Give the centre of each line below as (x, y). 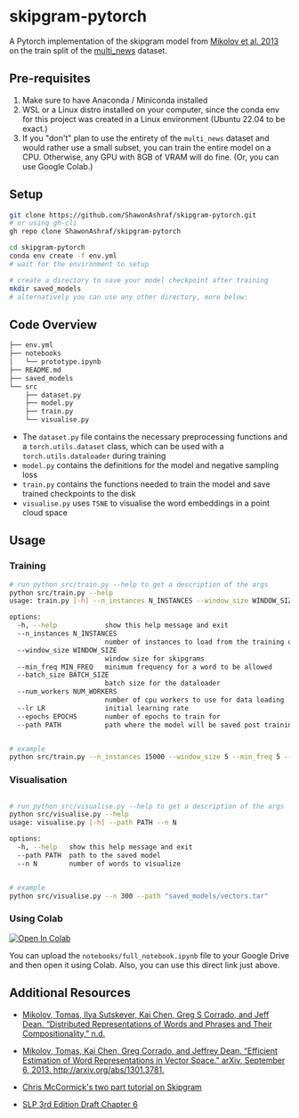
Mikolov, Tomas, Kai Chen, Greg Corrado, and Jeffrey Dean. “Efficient (150, 1050)
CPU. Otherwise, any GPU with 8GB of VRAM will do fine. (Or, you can (150, 157)
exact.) (35, 128)
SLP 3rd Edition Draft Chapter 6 (80, 1104)
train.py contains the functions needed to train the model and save (146, 484)
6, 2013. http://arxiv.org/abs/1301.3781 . (93, 1069)
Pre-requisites (50, 79)
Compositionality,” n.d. (64, 1033)
